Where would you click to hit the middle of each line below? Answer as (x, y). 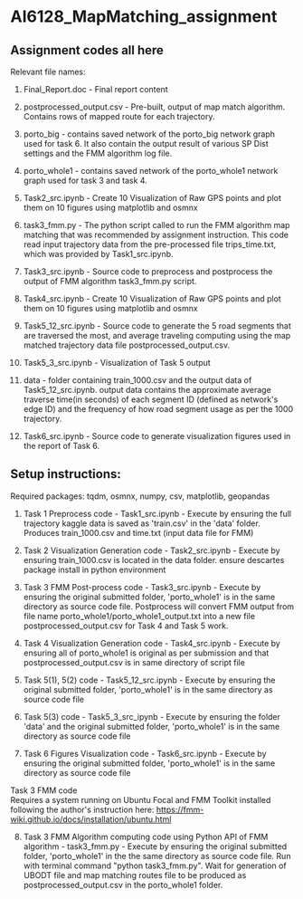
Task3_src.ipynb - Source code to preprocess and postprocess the (148, 272)
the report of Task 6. (62, 446)
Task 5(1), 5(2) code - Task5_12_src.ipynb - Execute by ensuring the (149, 680)
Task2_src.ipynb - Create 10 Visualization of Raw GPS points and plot (152, 198)
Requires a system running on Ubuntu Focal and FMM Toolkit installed (141, 799)
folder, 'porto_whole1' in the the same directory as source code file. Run (157, 856)
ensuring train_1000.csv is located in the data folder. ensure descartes (154, 559)
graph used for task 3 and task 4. (85, 180)
